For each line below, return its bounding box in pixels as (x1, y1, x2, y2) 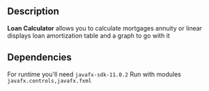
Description (7, 6, 59, 17)
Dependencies (7, 51, 72, 63)
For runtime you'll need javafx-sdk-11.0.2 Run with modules (7, 69, 181, 78)
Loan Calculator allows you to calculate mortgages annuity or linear (7, 24, 203, 32)
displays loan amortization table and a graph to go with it (7, 31, 171, 40)
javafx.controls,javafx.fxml (7, 77, 92, 84)
